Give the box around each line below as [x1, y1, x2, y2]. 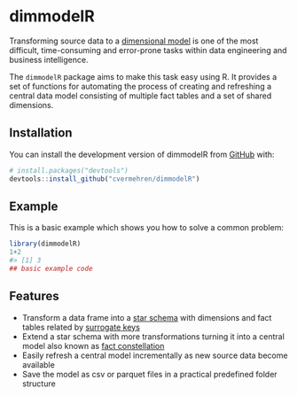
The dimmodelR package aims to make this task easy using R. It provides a [9, 71, 277, 82]
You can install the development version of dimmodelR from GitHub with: [9, 149, 275, 159]
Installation [9, 126, 73, 141]
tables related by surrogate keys [21, 322, 140, 332]
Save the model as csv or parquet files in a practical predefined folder [21, 369, 277, 379]
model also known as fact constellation [21, 340, 165, 351]
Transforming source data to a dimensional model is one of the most [9, 35, 259, 46]
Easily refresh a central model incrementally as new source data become [21, 350, 288, 361]
